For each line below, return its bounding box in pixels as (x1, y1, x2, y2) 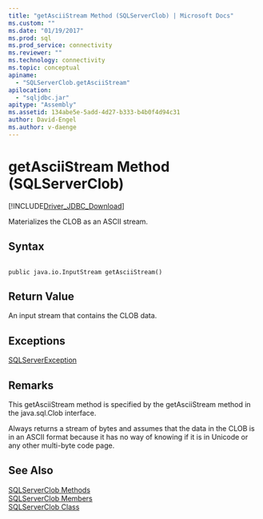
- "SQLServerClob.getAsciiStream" (15, 78, 130, 86)
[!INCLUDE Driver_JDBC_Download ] (8, 201, 126, 210)
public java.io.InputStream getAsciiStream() (8, 268, 162, 276)
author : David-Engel (8, 116, 78, 124)
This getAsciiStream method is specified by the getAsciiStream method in (8, 399, 251, 409)
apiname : (8, 71, 38, 79)
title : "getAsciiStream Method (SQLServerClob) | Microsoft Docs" (8, 11, 234, 20)
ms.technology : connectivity (8, 57, 106, 65)
